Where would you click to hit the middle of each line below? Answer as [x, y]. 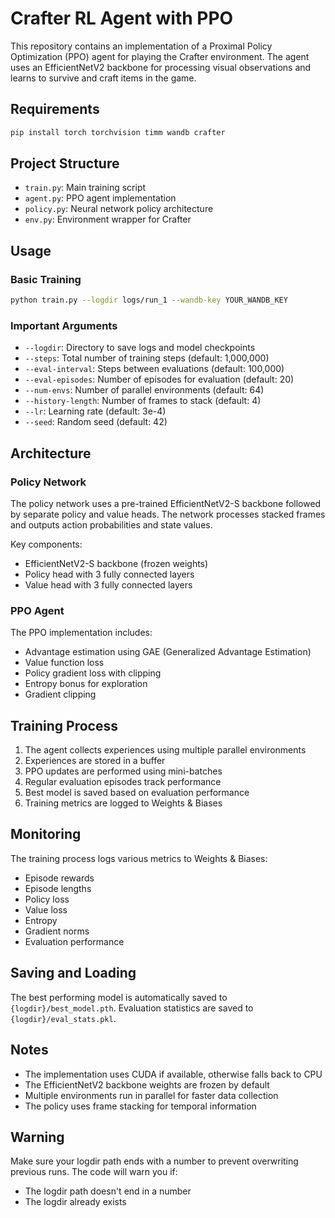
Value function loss [64, 663]
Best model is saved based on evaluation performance [137, 793]
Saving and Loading [73, 973]
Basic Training [46, 279]
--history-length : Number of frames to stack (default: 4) [143, 401]
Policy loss [47, 899]
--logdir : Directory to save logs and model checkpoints [140, 348]
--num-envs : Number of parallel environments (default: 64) [144, 390]
